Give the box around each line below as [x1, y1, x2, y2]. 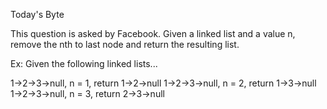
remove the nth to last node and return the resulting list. [10, 39, 240, 50]
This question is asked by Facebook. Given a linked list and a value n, [10, 28, 296, 39]
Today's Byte [10, 9, 65, 20]
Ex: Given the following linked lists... [10, 58, 158, 69]
